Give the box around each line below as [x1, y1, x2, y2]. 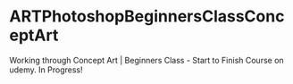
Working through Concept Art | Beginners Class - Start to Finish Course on [9, 55, 284, 65]
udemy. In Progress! [9, 64, 83, 75]
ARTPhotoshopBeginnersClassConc [9, 6, 285, 27]
